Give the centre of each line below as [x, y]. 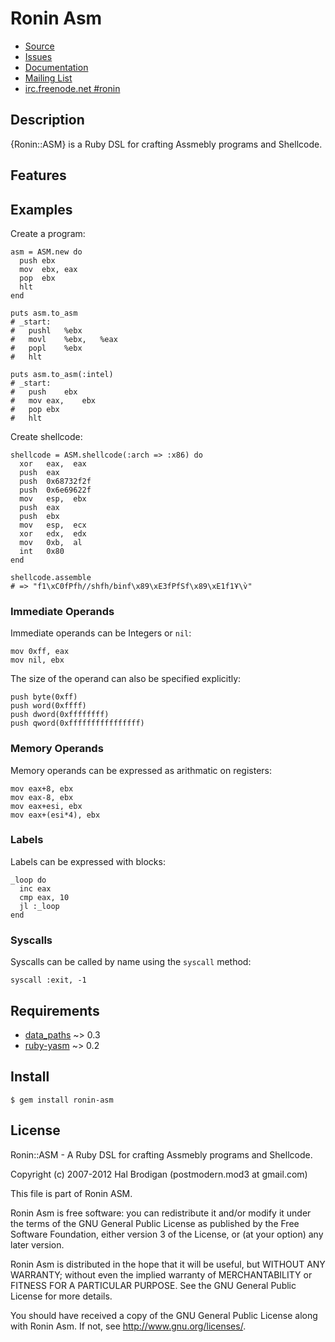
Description [47, 120]
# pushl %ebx [46, 330]
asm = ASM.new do [46, 252]
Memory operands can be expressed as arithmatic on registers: [141, 770]
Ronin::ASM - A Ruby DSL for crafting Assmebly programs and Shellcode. [161, 1154]
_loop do [28, 880]
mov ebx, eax [48, 269]
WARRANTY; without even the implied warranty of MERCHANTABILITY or [161, 1274]
